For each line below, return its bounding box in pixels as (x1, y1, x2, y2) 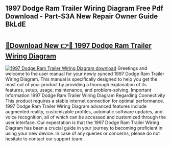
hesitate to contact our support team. (5, 136, 84, 142)
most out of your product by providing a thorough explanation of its (5, 82, 147, 87)
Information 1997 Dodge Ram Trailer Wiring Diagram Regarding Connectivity (5, 92, 165, 99)
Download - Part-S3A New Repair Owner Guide (5, 12, 158, 21)
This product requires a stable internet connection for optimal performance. (5, 98, 164, 104)
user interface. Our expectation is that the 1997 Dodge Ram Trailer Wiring (5, 119, 159, 126)
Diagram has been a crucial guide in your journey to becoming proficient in (5, 125, 163, 131)
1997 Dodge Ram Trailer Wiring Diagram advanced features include (5, 103, 147, 109)
